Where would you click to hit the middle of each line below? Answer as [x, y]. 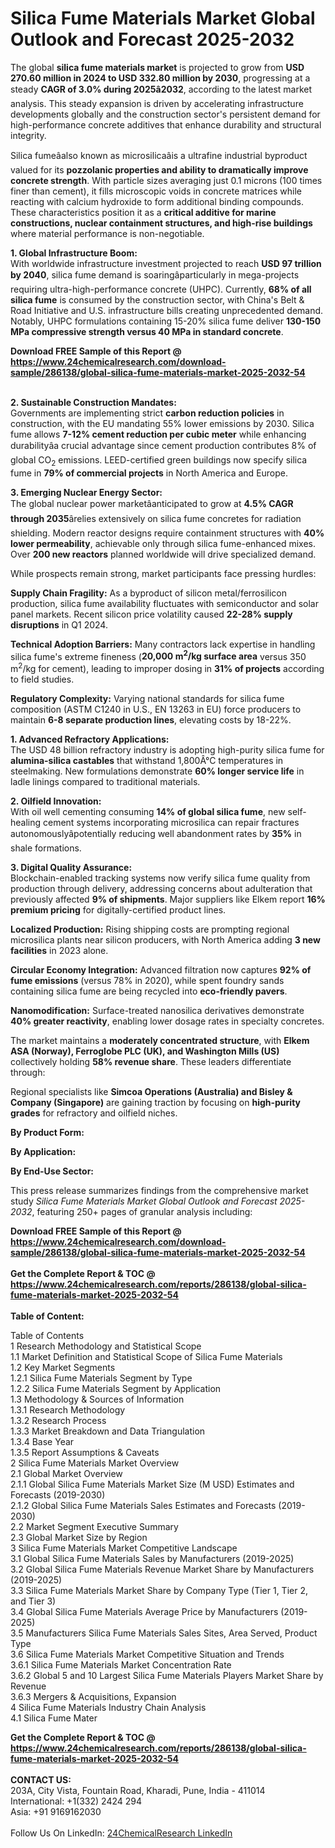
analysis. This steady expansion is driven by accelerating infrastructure [157, 103]
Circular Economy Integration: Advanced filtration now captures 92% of [161, 970]
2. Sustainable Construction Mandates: [93, 402]
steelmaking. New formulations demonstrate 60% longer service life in [157, 771]
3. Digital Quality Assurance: [71, 868]
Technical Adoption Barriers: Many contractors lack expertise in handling [163, 644]
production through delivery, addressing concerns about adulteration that [161, 889]
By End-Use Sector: [52, 1171]
